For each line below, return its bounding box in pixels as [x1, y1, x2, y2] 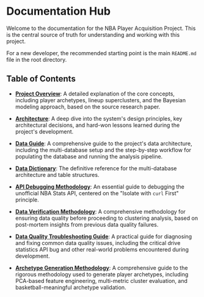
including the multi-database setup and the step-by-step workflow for [15, 146, 191, 154]
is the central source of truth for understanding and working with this [6, 31, 180, 38]
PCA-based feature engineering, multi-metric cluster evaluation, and [15, 277, 188, 284]
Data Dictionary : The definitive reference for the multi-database [15, 164, 177, 172]
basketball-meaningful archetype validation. [15, 284, 126, 291]
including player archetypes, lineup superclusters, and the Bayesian [15, 96, 186, 103]
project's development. [15, 127, 74, 135]
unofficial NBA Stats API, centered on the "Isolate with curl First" [15, 189, 179, 197]
